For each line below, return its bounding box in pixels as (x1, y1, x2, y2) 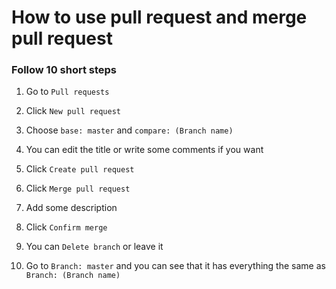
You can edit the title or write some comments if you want (25, 144, 264, 156)
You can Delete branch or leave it (25, 241, 164, 253)
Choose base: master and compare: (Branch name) (25, 124, 234, 136)
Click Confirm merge (25, 221, 108, 233)
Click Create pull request (25, 163, 135, 175)
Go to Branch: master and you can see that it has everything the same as (25, 260, 326, 272)
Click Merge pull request (25, 182, 131, 195)
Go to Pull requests (25, 86, 110, 98)
